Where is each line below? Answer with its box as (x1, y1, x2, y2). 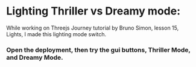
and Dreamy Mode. (6, 53, 63, 62)
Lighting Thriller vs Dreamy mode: (6, 4, 181, 18)
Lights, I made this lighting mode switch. (6, 30, 107, 37)
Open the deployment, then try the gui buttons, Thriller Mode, (6, 45, 191, 54)
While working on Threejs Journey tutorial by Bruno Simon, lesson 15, (6, 24, 179, 31)
